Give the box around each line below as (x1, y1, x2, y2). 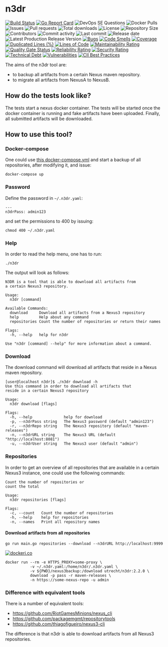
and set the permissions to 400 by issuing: (5, 218, 94, 224)
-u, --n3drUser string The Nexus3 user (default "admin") (10, 441, 138, 447)
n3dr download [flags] (10, 402, 57, 407)
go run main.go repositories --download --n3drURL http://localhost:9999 (5, 541, 163, 546)
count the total (5, 484, 39, 489)
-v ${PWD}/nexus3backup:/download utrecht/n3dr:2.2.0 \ (30, 568, 150, 573)
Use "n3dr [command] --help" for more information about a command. (5, 341, 152, 346)
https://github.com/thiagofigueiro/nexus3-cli (12, 621, 105, 627)
